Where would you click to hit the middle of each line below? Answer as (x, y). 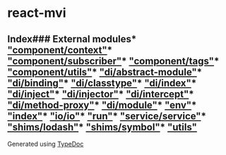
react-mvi (37, 13)
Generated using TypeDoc (46, 144)
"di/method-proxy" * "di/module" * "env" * (102, 105)
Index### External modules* (72, 39)
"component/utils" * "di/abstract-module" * (105, 72)
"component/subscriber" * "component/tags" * (113, 61)
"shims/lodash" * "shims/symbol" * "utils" (102, 127)
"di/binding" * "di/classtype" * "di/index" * (102, 83)
